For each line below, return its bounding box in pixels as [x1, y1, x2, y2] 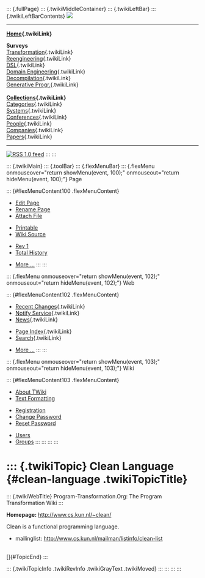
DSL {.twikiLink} [6, 61, 45, 69]
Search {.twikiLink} [15, 334, 62, 342]
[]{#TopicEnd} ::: [6, 553, 48, 560]
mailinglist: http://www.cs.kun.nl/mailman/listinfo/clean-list [15, 535, 163, 542]
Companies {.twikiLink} [6, 127, 63, 133]
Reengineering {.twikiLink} [6, 55, 71, 62]
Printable [15, 224, 38, 231]
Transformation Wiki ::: [6, 499, 63, 506]
